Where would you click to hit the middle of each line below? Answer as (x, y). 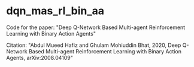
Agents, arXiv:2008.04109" (40, 58)
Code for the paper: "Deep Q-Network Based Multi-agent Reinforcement (96, 27)
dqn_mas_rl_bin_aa (55, 11)
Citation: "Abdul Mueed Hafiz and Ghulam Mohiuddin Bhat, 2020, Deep (94, 45)
